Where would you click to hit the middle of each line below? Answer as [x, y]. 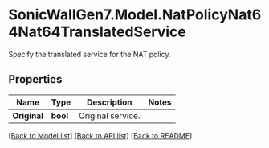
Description [110, 102]
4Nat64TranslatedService [97, 32]
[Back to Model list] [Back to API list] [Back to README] [100, 135]
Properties [35, 79]
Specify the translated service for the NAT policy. [90, 54]
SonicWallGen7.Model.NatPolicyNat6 [135, 15]
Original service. [110, 116]
